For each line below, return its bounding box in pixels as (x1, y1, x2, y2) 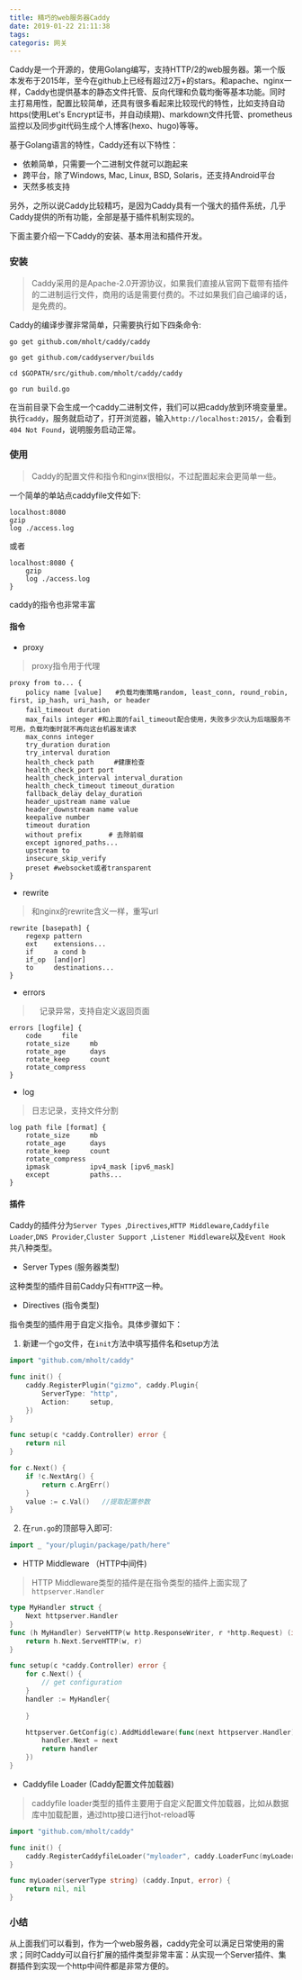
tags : (9, 30, 30, 39)
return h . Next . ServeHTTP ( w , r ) (25, 1636, 143, 1646)
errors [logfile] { (9, 1024, 83, 1033)
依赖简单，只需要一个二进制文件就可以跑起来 (22, 158, 189, 169)
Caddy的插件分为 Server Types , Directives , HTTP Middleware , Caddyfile (9, 1220, 270, 1231)
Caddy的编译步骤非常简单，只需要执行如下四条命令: (9, 319, 202, 330)
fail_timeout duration (25, 706, 111, 715)
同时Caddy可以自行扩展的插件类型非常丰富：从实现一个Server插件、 (24, 1949, 279, 1960)
